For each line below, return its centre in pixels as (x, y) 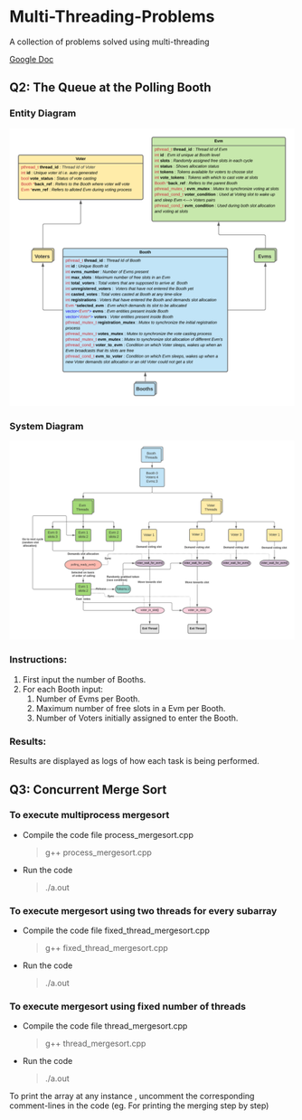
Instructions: (38, 660)
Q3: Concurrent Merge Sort (88, 790)
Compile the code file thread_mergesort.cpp (105, 1026)
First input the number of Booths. (84, 679)
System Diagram (47, 426)
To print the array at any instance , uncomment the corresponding (132, 1096)
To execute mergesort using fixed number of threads (128, 1007)
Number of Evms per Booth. (88, 699)
